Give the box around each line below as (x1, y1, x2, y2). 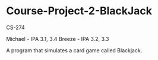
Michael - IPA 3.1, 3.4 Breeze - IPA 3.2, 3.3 (6, 35, 109, 42)
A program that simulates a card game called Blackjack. (6, 46, 143, 54)
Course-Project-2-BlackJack (6, 4, 153, 18)
